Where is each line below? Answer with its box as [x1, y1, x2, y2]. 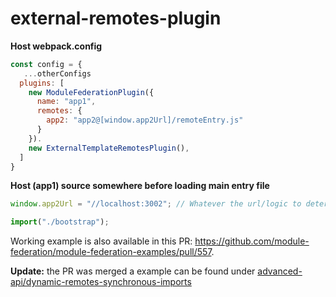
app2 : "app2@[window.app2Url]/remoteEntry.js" [46, 115, 244, 126]
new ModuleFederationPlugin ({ [28, 87, 155, 97]
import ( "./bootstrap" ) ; [10, 217, 110, 227]
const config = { [10, 59, 83, 69]
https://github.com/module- [194, 235, 310, 247]
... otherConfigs [23, 68, 92, 79]
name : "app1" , [36, 97, 97, 107]
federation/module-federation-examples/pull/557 [10, 246, 212, 258]
